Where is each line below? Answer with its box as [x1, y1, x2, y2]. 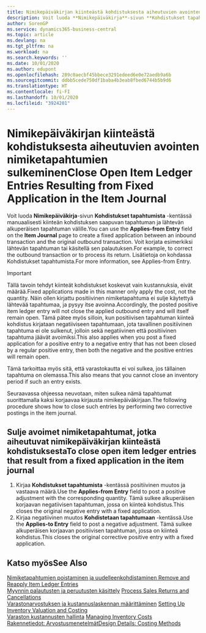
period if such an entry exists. [7, 377, 82, 385]
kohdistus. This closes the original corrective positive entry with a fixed [15, 534, 194, 541]
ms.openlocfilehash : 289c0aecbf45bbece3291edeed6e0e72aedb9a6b [7, 72, 172, 78]
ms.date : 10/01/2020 [7, 60, 60, 66]
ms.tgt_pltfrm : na [7, 44, 54, 50]
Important [7, 269, 32, 276]
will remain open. [7, 353, 50, 360]
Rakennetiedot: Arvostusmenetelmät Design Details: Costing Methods [7, 620, 181, 627]
